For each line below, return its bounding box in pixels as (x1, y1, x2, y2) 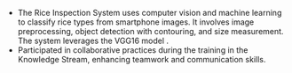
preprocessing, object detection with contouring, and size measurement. (17, 26, 284, 36)
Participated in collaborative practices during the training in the (17, 45, 249, 55)
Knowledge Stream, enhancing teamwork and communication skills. (17, 55, 266, 64)
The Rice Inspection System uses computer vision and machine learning (17, 8, 282, 18)
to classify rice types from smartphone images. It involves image (17, 17, 255, 27)
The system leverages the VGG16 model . (17, 35, 170, 46)
